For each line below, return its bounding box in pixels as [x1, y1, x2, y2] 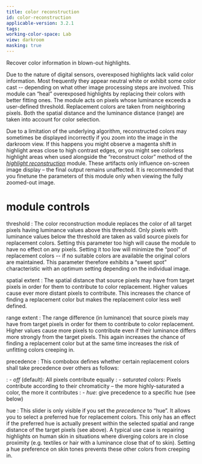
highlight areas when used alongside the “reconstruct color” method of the [6, 153, 193, 160]
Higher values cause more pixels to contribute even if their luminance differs [6, 327, 196, 334]
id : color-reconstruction [6, 14, 71, 21]
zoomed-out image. [6, 179, 55, 186]
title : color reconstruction [6, 8, 80, 15]
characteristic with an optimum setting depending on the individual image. [6, 265, 191, 272]
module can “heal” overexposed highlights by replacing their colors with [6, 90, 186, 97]
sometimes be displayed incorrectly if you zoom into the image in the [6, 134, 178, 141]
